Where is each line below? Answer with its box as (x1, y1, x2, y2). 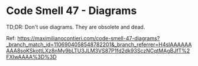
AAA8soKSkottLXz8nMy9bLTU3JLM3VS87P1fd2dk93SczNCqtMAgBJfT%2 (6, 47, 190, 54)
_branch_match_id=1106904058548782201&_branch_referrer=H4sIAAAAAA (6, 41, 192, 48)
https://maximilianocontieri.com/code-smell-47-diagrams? (17, 34, 160, 41)
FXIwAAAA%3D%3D (6, 53, 57, 60)
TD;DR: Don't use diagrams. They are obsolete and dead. (6, 23, 145, 30)
